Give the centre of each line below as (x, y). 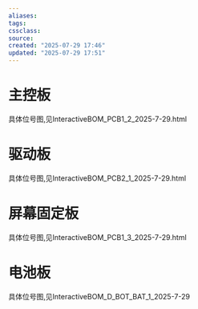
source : (21, 38)
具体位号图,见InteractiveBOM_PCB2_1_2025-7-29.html (97, 178)
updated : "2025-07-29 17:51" (57, 53)
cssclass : (25, 30)
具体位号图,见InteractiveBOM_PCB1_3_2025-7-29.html (97, 237)
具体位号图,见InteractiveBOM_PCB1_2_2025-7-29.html (97, 119)
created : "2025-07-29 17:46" (57, 46)
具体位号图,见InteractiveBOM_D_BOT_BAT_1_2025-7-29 (99, 296)
